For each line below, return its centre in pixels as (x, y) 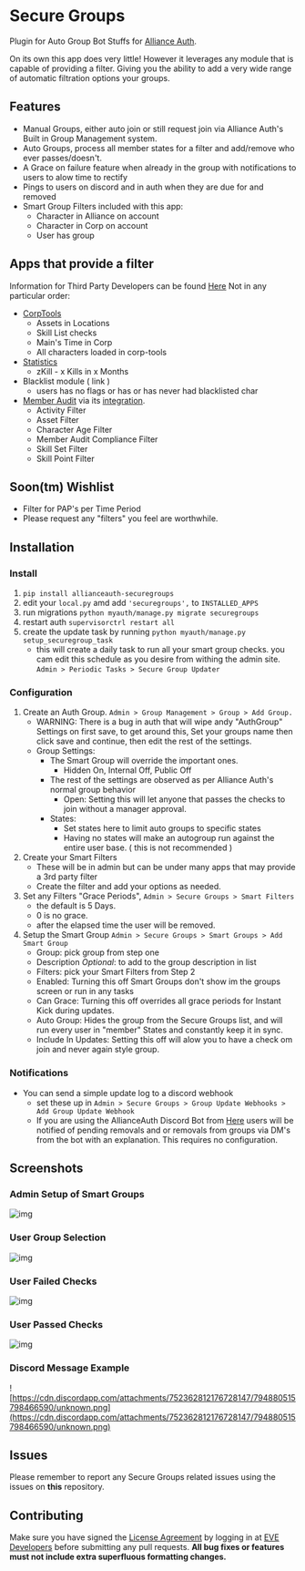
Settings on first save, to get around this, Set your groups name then (164, 732)
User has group (66, 235)
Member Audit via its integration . (84, 400)
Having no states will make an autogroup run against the (169, 838)
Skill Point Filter (65, 458)
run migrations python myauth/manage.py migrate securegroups (141, 612)
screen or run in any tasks (85, 991)
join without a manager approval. (125, 809)
